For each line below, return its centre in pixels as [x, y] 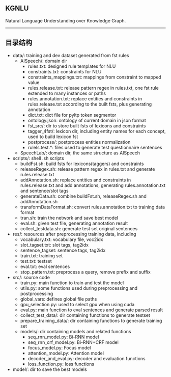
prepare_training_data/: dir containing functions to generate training [91, 320]
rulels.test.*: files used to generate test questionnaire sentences [95, 147]
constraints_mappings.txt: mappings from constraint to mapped [94, 77]
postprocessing [37, 293]
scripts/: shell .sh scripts [38, 158]
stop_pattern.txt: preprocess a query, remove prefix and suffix [85, 272]
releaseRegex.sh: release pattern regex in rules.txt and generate [88, 169]
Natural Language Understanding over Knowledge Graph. [66, 20]
